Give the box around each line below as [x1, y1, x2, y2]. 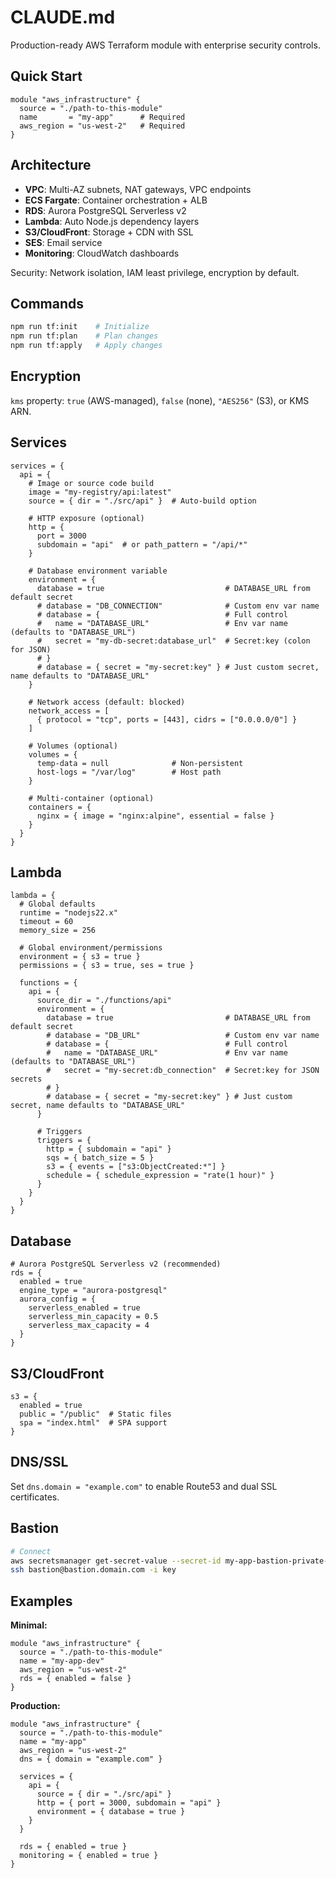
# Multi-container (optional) [28, 793, 155, 803]
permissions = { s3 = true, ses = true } [19, 961, 195, 971]
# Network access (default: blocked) [28, 697, 186, 707]
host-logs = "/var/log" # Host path [36, 767, 222, 777]
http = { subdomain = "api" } [46, 1144, 172, 1155]
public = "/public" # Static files [19, 1409, 172, 1420]
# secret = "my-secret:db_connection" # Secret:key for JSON [46, 1066, 320, 1076]
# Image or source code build [28, 478, 155, 488]
